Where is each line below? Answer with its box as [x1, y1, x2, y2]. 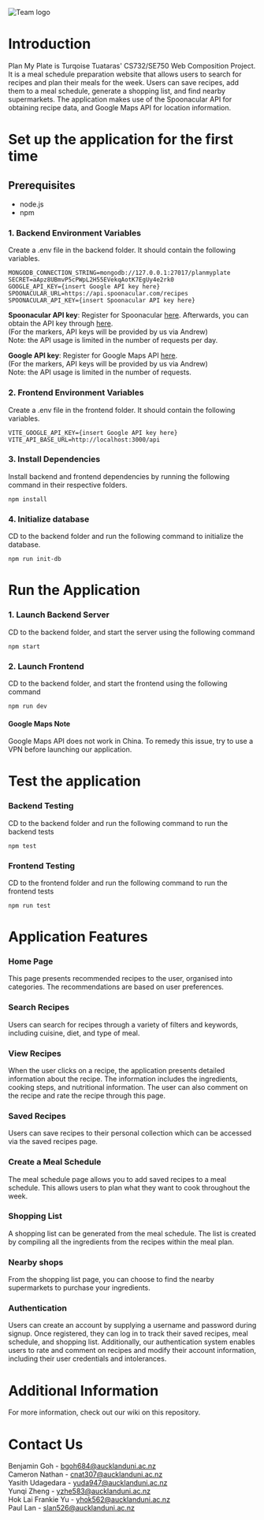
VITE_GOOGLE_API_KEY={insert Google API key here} [8, 429, 178, 437]
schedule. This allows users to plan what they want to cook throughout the [8, 1183, 251, 1192]
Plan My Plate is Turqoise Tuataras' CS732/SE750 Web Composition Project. [8, 61, 256, 70]
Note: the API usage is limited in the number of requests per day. [8, 336, 218, 345]
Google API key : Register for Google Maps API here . [8, 351, 178, 360]
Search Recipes [8, 1002, 69, 1013]
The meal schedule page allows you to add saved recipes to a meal [8, 1174, 227, 1184]
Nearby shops [8, 1257, 64, 1268]
